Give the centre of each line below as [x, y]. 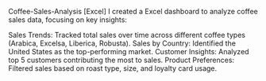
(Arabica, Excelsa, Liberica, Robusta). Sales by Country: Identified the [122, 43]
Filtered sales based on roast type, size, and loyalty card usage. [113, 68]
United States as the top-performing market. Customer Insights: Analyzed [129, 52]
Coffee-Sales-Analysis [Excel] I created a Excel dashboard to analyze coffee [133, 11]
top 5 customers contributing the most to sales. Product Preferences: [121, 60]
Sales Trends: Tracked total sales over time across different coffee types [127, 35]
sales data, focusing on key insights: [67, 20]
